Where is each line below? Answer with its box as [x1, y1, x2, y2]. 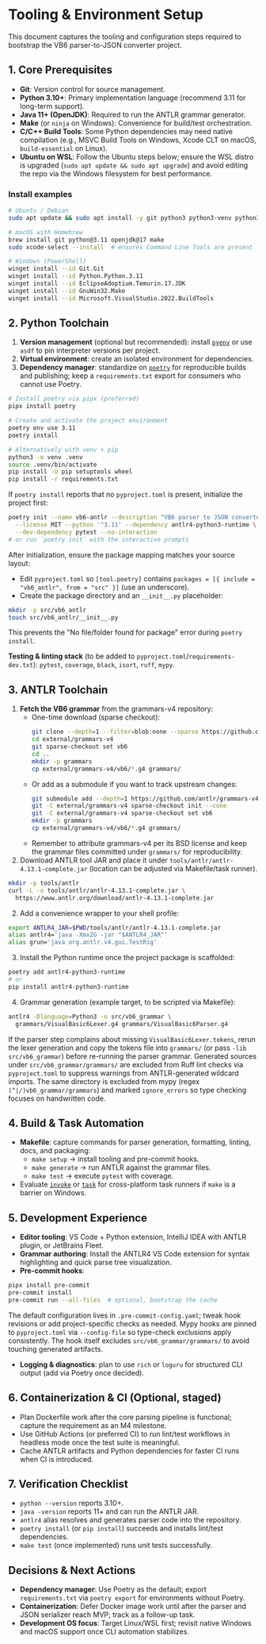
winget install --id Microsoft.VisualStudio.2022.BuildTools [8, 294, 215, 303]
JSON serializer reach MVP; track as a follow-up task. [19, 1610, 196, 1619]
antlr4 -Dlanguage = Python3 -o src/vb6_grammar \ [8, 1013, 172, 1021]
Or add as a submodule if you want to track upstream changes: [31, 779, 237, 789]
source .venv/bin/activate [8, 461, 97, 469]
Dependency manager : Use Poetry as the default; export [19, 1584, 207, 1594]
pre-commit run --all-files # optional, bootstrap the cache [8, 1296, 218, 1304]
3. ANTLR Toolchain [8, 683, 108, 697]
